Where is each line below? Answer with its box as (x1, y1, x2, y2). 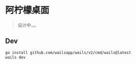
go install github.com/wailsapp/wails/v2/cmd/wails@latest (5, 50, 131, 55)
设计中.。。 (17, 22, 39, 28)
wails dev (5, 54, 26, 60)
